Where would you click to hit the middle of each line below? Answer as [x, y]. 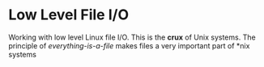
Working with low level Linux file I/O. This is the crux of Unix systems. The [132, 37]
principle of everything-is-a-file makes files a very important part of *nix [129, 45]
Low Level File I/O [69, 15]
